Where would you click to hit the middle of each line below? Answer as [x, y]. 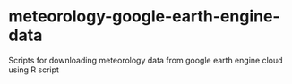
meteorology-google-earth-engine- [144, 17]
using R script [34, 70]
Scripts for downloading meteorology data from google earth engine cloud [146, 60]
